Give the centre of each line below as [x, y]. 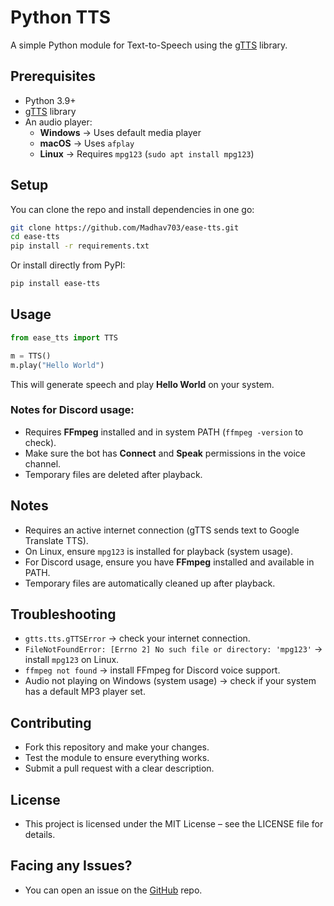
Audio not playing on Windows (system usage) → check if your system [170, 681]
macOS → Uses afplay [87, 143]
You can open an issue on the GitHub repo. [113, 890]
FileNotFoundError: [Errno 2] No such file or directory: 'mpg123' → [173, 649]
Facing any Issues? [71, 866]
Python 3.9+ [50, 100]
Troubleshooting [63, 614]
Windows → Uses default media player [120, 132]
